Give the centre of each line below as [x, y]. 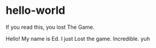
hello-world [36, 10]
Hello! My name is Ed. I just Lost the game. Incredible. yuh [78, 38]
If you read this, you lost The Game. [50, 27]
